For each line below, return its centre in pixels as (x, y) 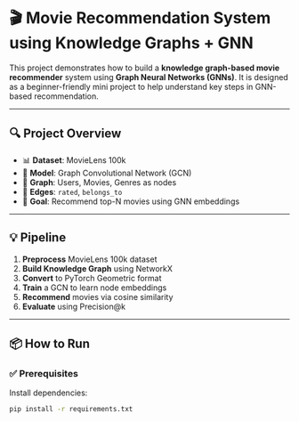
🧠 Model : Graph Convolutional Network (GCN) (107, 173)
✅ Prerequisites (44, 373)
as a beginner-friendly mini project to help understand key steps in (131, 86)
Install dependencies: (48, 393)
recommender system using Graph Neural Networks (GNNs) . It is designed (149, 77)
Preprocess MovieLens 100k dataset (89, 259)
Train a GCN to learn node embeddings (94, 288)
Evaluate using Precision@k (74, 306)
